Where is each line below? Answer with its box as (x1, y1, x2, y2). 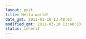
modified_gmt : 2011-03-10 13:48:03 (5, 21, 81, 27)
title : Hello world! (5, 12, 50, 17)
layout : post (5, 7, 33, 13)
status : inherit (5, 26, 40, 31)
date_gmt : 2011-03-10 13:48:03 (5, 17, 72, 22)
